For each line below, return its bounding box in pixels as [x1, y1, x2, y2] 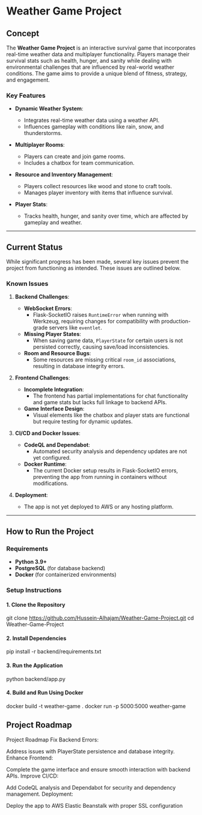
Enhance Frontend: [6, 754, 54, 761]
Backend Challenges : [14, 293, 70, 300]
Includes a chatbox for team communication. [23, 159, 135, 166]
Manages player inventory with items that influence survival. [23, 189, 173, 197]
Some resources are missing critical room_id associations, [32, 356, 176, 363]
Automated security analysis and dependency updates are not [32, 448, 188, 455]
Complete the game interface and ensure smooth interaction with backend [6, 766, 191, 773]
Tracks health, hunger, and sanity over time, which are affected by [23, 212, 188, 220]
